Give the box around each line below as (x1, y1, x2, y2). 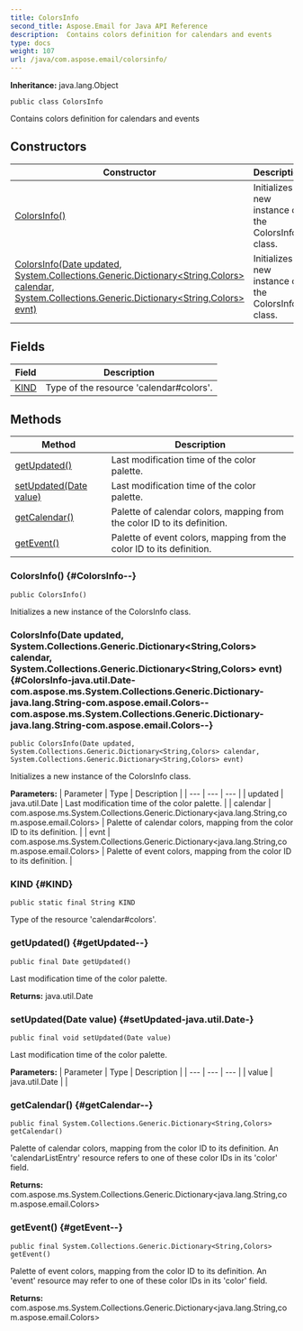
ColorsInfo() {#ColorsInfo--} (10, 570, 138, 583)
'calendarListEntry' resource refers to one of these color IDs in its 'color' (10, 1152, 278, 1163)
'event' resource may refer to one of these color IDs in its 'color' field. (10, 1275, 268, 1286)
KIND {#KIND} (10, 877, 74, 890)
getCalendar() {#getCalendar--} (10, 1098, 154, 1111)
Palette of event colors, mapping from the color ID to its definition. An (10, 1265, 268, 1276)
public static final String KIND (10, 898, 136, 907)
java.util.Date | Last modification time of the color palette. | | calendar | (10, 798, 272, 809)
